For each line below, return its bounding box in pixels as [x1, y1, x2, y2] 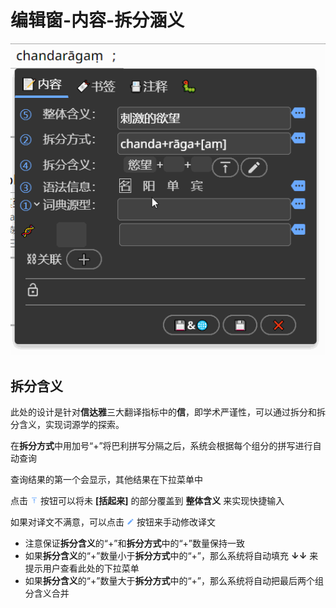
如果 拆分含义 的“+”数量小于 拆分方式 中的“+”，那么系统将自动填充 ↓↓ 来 [24, 549, 319, 561]
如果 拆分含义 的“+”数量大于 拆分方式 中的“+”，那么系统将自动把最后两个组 [24, 574, 324, 586]
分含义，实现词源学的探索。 [10, 418, 125, 430]
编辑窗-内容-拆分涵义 [10, 9, 185, 32]
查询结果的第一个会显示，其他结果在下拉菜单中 [10, 473, 203, 485]
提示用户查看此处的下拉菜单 [24, 562, 140, 574]
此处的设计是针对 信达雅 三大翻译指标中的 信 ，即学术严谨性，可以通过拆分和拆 [10, 406, 326, 418]
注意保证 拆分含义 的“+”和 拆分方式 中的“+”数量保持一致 [24, 537, 246, 549]
